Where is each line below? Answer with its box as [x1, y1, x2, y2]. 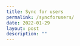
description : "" [6, 31, 47, 37]
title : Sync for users [6, 8, 64, 15]
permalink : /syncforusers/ [6, 14, 75, 20]
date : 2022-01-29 [6, 20, 50, 26]
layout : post [6, 25, 39, 32]
